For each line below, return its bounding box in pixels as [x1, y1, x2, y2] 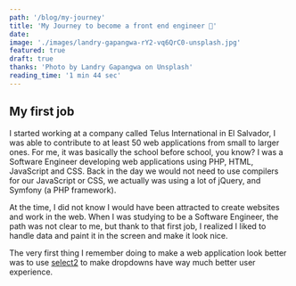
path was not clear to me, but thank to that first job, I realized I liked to [9, 220, 267, 232]
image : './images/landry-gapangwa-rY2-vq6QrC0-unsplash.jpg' [9, 37, 242, 47]
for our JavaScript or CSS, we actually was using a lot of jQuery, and [9, 175, 261, 185]
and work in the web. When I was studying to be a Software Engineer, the [9, 211, 279, 222]
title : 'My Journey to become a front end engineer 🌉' [9, 21, 218, 30]
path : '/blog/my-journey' [9, 12, 105, 22]
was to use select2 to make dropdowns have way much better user [9, 257, 256, 267]
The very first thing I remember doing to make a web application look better [9, 247, 287, 258]
